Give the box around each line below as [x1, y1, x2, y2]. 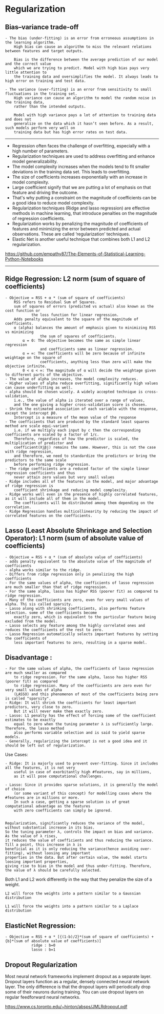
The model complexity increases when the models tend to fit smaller [12, 164, 150, 169]
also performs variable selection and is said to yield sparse [14, 730, 145, 735]
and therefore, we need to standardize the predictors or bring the [14, 453, 156, 458]
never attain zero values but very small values [14, 475, 115, 479]
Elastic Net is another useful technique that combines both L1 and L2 [12, 236, 150, 242]
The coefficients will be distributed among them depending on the [14, 500, 154, 505]
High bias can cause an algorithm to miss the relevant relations [14, 44, 152, 49]
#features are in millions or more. [5, 795, 80, 800]
